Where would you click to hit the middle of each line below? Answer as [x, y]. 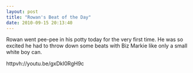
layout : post [22, 12]
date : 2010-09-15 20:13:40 [39, 23]
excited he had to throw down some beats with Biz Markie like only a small [97, 46]
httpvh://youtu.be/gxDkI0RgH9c [45, 64]
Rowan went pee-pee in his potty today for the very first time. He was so [95, 40]
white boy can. [24, 52]
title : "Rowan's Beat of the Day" [49, 17]
